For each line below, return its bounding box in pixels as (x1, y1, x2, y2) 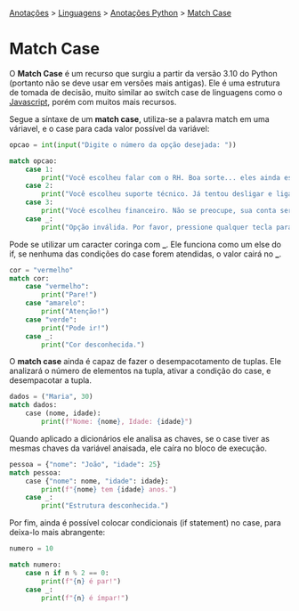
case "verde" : (25, 315, 77, 324)
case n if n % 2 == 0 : (25, 568, 109, 577)
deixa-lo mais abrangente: (9, 527, 106, 538)
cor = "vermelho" (9, 265, 74, 274)
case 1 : (25, 165, 53, 174)
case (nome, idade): (25, 409, 101, 418)
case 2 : (25, 182, 53, 191)
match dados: (9, 401, 58, 410)
